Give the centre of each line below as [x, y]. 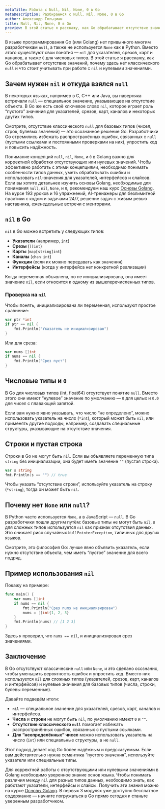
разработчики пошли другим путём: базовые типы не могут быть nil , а [80, 522]
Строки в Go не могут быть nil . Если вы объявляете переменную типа [80, 456]
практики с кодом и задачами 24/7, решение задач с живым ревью [76, 198]
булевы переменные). [28, 689]
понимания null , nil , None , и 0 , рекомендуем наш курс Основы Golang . [80, 188]
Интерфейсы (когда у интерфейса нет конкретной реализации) [79, 267]
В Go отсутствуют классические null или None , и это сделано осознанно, [82, 668]
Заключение [26, 657]
